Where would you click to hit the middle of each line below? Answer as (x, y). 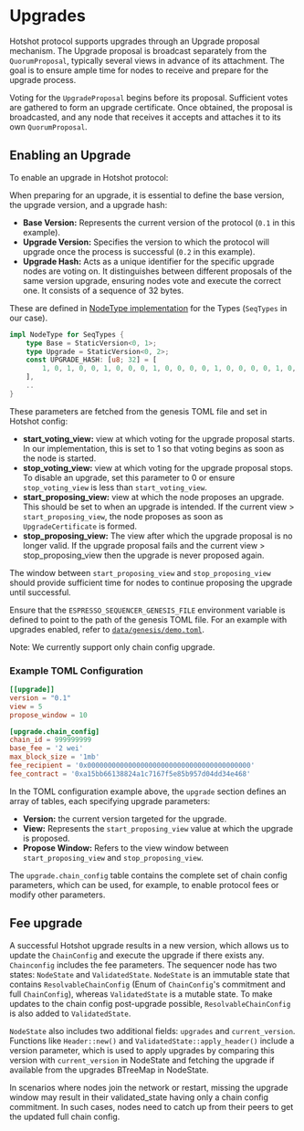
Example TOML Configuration (77, 670)
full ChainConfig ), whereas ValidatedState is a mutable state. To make (141, 994)
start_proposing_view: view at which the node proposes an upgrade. (153, 497)
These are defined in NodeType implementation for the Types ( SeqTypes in (148, 308)
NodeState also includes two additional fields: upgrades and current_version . (152, 1031)
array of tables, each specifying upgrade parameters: (110, 801)
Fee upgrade (46, 923)
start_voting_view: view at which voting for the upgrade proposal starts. (158, 438)
